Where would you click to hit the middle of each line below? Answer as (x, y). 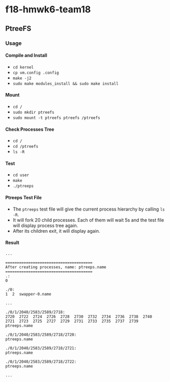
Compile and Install (26, 56)
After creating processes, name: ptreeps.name (56, 267)
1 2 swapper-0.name (28, 294)
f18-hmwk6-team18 (48, 10)
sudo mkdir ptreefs (34, 112)
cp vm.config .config (36, 73)
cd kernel (23, 67)
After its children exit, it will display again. (56, 231)
